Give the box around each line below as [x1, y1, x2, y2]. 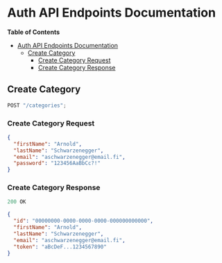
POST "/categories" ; [7, 102, 67, 109]
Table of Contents [7, 28, 60, 36]
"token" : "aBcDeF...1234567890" [13, 243, 108, 251]
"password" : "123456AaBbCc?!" [13, 160, 101, 167]
